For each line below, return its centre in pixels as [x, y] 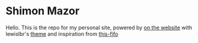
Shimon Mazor [43, 11]
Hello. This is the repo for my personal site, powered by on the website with [99, 27]
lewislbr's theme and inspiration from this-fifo [62, 33]
